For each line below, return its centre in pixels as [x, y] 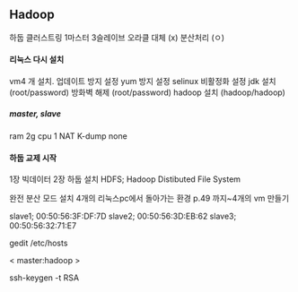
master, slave [35, 113]
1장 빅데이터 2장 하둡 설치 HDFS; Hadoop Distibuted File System [125, 179]
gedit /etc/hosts [39, 243]
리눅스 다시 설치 [37, 60]
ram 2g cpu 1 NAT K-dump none [68, 136]
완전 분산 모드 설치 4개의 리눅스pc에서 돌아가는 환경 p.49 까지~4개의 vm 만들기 [149, 198]
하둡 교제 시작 [33, 158]
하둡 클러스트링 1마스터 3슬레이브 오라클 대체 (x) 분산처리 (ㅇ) [117, 37]
